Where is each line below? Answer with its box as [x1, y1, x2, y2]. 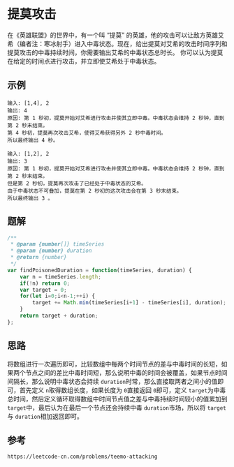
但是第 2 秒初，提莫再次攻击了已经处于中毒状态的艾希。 [7, 179, 147, 187]
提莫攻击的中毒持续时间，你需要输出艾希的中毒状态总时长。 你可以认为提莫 [7, 48, 224, 57]
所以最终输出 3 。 [7, 195, 54, 202]
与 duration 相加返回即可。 [7, 412, 84, 420]
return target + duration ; [20, 312, 98, 320]
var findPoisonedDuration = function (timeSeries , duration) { [7, 267, 192, 274]
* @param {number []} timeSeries [10, 241, 105, 248]
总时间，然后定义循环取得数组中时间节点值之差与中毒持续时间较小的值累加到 [7, 394, 228, 403]
